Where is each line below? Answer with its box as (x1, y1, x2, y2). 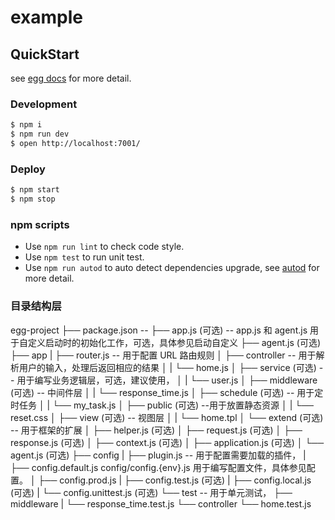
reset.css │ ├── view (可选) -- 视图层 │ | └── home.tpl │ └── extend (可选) (10, 411, 324, 423)
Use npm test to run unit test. (24, 251, 145, 263)
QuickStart (10, 46, 80, 63)
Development (10, 97, 78, 111)
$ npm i (10, 120, 43, 130)
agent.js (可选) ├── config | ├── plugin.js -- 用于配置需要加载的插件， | (10, 449, 307, 461)
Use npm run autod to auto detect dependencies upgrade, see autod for (24, 262, 320, 274)
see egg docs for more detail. (10, 72, 132, 84)
